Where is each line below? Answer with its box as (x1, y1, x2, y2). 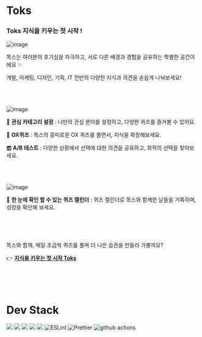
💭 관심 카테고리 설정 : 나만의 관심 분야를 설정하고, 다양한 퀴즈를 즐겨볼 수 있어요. (6, 118, 197, 126)
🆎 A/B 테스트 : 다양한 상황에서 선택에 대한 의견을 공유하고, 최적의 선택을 (6, 144, 178, 151)
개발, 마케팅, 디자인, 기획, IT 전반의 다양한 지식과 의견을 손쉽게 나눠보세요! (6, 74, 182, 81)
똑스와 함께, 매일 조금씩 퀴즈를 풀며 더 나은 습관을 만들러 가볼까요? (6, 242, 164, 249)
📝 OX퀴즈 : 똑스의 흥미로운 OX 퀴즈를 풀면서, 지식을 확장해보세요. (6, 131, 162, 139)
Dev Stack (6, 303, 59, 317)
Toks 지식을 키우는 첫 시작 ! (6, 27, 82, 35)
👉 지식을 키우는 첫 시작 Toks (6, 255, 77, 262)
